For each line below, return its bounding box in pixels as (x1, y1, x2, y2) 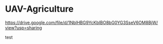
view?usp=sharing (5, 24, 42, 30)
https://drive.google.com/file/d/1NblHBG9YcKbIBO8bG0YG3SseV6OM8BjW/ (5, 20, 158, 25)
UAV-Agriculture (5, 3, 74, 15)
